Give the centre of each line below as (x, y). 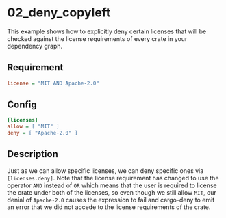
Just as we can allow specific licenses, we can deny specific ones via (105, 171)
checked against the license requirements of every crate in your (97, 38)
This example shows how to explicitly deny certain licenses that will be (107, 31)
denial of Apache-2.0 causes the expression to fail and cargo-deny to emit (111, 200)
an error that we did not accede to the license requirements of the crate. (109, 207)
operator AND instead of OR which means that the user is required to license (112, 185)
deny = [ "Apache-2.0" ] (42, 133)
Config (22, 105)
